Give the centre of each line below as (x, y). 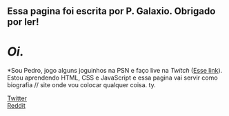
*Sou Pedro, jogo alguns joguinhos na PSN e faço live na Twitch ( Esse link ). (115, 71)
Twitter (17, 98)
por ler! (23, 22)
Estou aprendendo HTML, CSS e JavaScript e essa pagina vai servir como (113, 78)
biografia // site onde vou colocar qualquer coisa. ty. (82, 85)
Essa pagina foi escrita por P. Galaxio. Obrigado (111, 11)
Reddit (17, 106)
